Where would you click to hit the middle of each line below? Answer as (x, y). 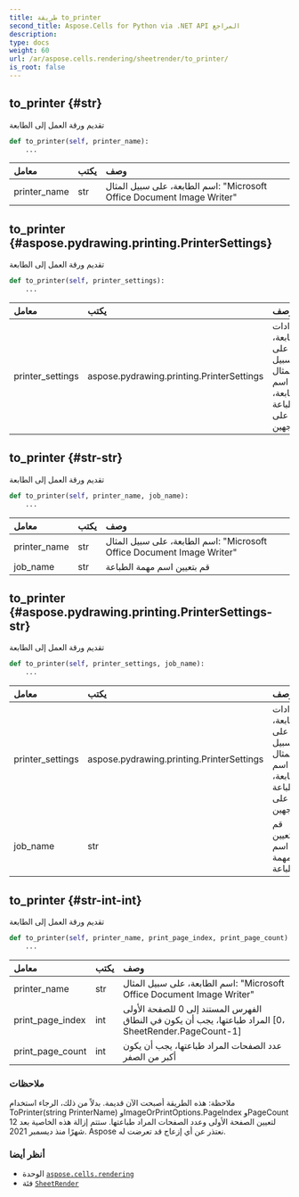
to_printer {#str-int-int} (76, 900)
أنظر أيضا (27, 1154)
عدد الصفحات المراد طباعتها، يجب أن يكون (203, 1045)
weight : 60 (29, 51)
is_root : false (37, 68)
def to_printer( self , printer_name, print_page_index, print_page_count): (151, 937)
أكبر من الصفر (149, 1056)
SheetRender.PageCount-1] (182, 1031)
